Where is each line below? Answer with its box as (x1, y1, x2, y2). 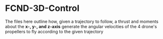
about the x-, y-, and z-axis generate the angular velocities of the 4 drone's (5, 23, 157, 29)
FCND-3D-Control (5, 3, 80, 14)
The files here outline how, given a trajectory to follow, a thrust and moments (5, 19, 159, 24)
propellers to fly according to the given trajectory (5, 29, 104, 34)
